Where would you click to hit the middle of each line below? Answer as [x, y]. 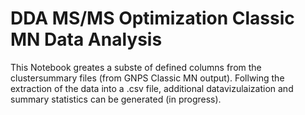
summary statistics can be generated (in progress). [116, 99]
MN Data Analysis [86, 39]
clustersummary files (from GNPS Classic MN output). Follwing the [147, 78]
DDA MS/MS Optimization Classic [152, 18]
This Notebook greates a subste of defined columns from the [136, 67]
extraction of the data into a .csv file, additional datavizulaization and [152, 88]
